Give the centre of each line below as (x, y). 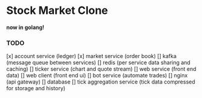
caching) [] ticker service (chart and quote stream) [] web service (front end (101, 69)
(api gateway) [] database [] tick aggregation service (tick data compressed (101, 82)
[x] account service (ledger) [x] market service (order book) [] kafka (92, 56)
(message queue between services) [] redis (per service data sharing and (99, 63)
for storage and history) (36, 88)
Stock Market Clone (57, 11)
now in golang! (25, 27)
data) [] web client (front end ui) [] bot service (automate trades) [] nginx (97, 76)
